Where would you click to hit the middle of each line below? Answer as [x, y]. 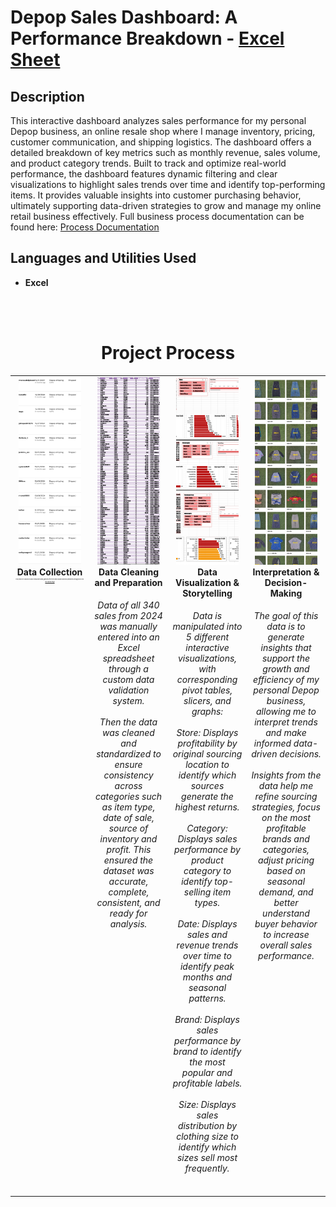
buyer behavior [286, 924]
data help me [286, 786]
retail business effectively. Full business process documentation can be [157, 216]
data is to [286, 627]
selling [197, 892]
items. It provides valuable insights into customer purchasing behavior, [156, 195]
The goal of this [286, 616]
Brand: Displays [207, 1020]
